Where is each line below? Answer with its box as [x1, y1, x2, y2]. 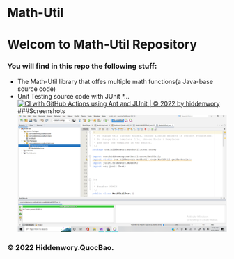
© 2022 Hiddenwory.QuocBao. [7, 242, 114, 252]
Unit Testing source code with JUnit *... [17, 92, 130, 100]
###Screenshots [17, 106, 65, 115]
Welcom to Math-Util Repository [7, 37, 197, 53]
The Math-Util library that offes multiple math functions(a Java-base [17, 77, 214, 85]
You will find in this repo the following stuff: [7, 61, 157, 71]
